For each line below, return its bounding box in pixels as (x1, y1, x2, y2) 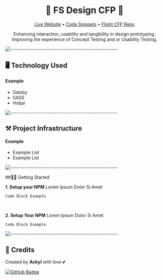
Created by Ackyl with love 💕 (5, 259, 65, 265)
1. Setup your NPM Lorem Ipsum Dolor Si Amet (5, 184, 103, 190)
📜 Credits (5, 245, 35, 254)
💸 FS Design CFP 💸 (45, 5, 124, 16)
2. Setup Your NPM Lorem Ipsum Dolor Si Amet (5, 213, 104, 219)
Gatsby (12, 89, 28, 95)
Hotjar (12, 100, 26, 106)
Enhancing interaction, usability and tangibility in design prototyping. (13, 31, 156, 37)
